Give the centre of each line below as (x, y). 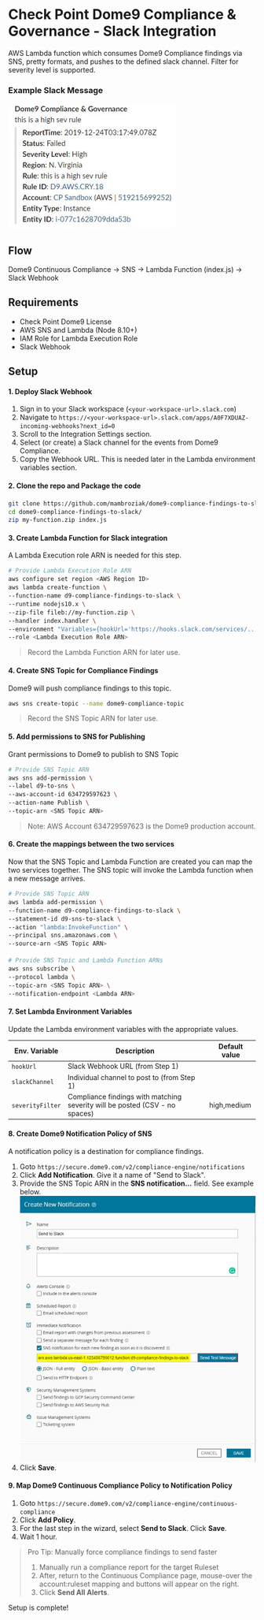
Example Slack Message (56, 90)
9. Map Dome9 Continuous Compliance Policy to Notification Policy (121, 1486)
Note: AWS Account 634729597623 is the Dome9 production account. (141, 826)
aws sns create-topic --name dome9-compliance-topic (96, 703)
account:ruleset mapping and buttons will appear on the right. (139, 1584)
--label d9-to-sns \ (42, 786)
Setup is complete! (38, 1607)
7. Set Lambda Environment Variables (70, 1011)
